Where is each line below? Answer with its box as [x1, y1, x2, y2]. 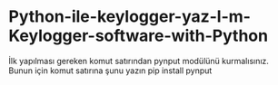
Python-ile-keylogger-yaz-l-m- [8, 6, 252, 27]
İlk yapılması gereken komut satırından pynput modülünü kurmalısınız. [8, 55, 270, 66]
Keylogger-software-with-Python [8, 25, 269, 46]
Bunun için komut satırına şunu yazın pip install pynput [8, 65, 213, 76]
